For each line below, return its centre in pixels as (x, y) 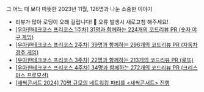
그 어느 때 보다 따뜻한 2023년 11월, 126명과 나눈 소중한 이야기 (79, 9)
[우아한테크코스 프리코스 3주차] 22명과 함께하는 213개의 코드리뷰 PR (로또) (104, 60)
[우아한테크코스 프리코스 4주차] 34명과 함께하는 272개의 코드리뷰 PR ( (99, 68)
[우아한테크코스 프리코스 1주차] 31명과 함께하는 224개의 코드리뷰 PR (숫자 (103, 30)
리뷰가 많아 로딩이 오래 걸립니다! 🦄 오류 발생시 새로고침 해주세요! (92, 22)
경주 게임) (27, 52)
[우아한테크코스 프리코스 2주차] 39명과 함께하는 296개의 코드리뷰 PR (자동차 (106, 45)
